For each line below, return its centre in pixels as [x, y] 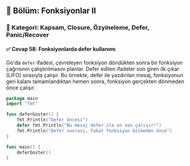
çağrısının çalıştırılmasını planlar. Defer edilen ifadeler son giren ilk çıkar [93, 69]
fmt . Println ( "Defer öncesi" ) [52, 120]
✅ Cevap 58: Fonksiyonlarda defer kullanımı [61, 49]
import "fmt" [22, 104]
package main [22, 98]
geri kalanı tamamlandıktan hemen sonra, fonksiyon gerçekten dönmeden [95, 81]
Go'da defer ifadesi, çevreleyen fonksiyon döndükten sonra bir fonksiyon [94, 62]
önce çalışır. [21, 87]
